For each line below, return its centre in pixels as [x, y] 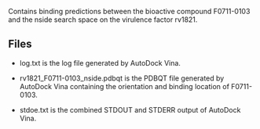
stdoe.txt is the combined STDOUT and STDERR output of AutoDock [130, 109]
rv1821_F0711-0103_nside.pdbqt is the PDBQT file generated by [122, 78]
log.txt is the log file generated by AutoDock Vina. [100, 63]
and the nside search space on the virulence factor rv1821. [103, 20]
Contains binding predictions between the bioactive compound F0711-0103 [129, 11]
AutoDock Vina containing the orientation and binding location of [125, 86]
